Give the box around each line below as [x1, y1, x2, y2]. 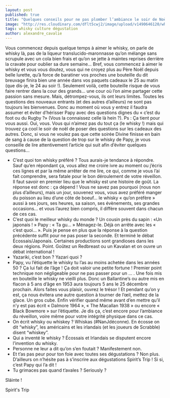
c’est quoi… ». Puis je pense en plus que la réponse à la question [12, 227, 148, 233]
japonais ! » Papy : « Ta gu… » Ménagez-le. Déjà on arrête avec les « [12, 222, 156, 228]
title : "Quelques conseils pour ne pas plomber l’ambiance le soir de [5, 17, 157, 22]
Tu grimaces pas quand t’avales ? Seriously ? [12, 367, 107, 373]
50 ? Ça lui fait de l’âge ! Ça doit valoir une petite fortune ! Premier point [12, 265, 162, 271]
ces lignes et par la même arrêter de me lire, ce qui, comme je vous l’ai [12, 168, 160, 174]
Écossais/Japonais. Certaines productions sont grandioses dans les [12, 238, 154, 244]
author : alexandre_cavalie [5, 31, 62, 36]
